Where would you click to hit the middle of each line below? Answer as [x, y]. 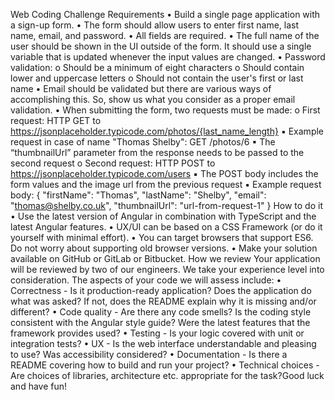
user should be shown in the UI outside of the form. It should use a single [161, 46]
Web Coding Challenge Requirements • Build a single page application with [165, 14]
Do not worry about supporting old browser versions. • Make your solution [164, 248]
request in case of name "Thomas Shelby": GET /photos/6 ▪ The [143, 142]
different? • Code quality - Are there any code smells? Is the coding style [161, 312]
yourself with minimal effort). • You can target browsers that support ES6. [162, 237]
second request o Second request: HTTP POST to [113, 163]
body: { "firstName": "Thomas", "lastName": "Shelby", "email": [138, 195]
